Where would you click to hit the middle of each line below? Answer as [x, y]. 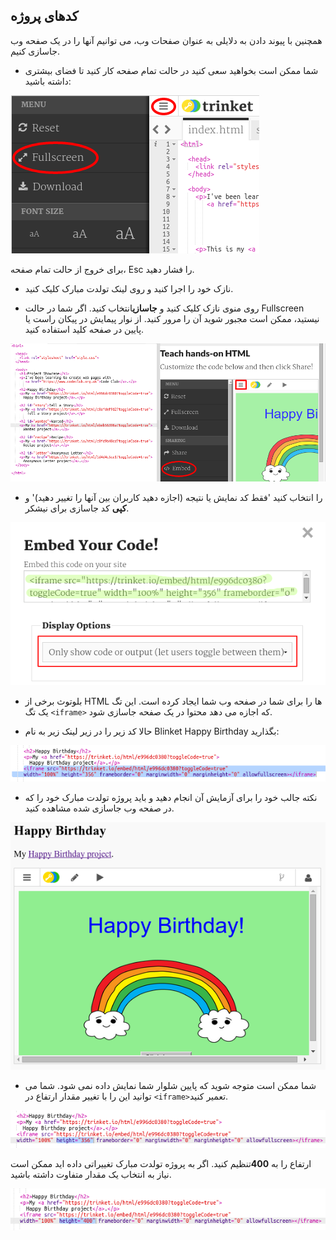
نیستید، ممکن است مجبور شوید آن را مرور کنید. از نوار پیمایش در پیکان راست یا [172, 318]
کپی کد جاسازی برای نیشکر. [77, 508]
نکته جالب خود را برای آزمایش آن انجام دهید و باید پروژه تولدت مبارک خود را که [171, 797]
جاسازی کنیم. [35, 51]
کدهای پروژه [44, 16]
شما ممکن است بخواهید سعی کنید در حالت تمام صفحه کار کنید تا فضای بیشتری [171, 70]
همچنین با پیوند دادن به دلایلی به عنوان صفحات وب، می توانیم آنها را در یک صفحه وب [166, 40]
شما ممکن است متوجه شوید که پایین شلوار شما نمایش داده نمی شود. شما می [170, 1085]
